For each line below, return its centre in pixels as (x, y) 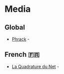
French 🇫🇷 (22, 55)
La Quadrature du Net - (35, 66)
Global (15, 27)
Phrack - (21, 39)
